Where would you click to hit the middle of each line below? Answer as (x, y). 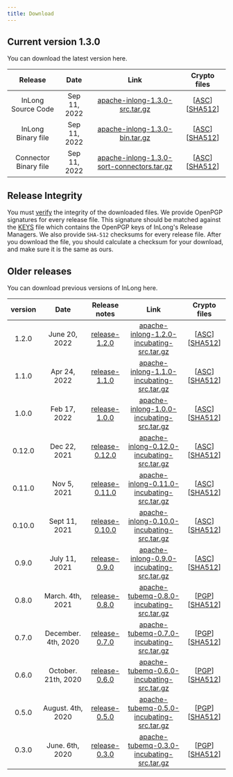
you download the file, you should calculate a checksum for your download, (115, 242)
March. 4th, (63, 596)
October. (63, 671)
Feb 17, (63, 409)
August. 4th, (63, 708)
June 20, (63, 335)
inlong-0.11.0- (154, 484)
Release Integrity (45, 195)
